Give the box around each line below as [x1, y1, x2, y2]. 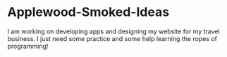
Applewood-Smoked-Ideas [7, 4, 170, 20]
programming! [7, 42, 49, 50]
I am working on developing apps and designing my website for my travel [7, 27, 220, 35]
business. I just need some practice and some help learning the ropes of [7, 34, 217, 42]
